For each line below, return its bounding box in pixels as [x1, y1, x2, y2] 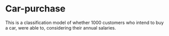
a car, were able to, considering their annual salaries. [5, 24, 116, 30]
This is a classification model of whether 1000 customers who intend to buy [5, 19, 164, 25]
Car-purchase [5, 3, 66, 14]
